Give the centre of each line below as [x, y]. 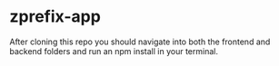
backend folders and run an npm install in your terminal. [114, 51]
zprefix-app [55, 17]
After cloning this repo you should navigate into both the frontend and [140, 42]
